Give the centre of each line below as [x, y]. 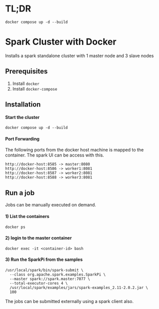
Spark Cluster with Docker [61, 42]
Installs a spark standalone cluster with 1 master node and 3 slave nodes [79, 55]
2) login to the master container [39, 238]
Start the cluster [22, 117]
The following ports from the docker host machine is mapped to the [75, 150]
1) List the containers [27, 216]
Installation [23, 105]
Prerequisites [26, 71]
